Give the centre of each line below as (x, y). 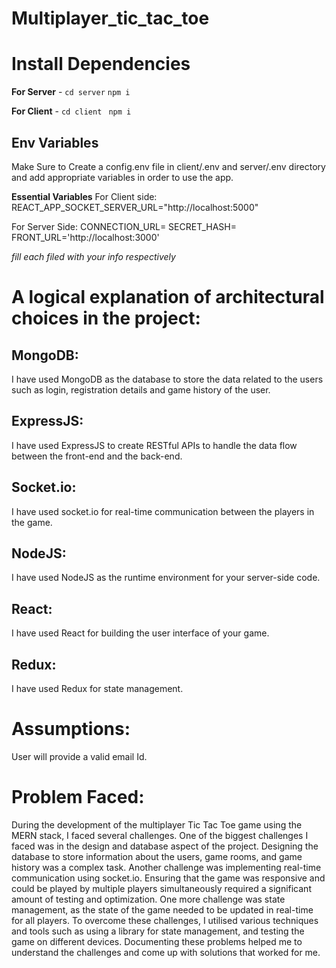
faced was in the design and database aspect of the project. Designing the (165, 846)
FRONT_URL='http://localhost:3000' (85, 237)
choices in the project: (106, 318)
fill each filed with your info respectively (93, 256)
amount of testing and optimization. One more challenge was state (148, 899)
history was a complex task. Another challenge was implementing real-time (166, 867)
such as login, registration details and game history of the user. (141, 389)
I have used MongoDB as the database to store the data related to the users (167, 379)
